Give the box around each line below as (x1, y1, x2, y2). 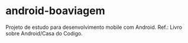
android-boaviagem (5, 4, 105, 18)
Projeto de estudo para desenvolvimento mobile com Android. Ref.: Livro (5, 24, 183, 31)
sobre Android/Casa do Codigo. (5, 29, 83, 37)
